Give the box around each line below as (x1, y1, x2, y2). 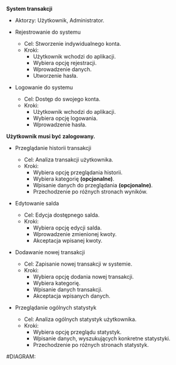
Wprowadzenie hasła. (33, 121, 87, 128)
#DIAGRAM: (6, 353, 36, 360)
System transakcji (6, 5, 52, 12)
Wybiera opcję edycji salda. (33, 224, 102, 231)
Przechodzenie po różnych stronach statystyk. (33, 342, 149, 348)
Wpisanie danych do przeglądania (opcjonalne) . (33, 182, 153, 189)
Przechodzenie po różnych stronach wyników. (33, 188, 148, 195)
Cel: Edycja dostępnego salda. (24, 211, 100, 219)
